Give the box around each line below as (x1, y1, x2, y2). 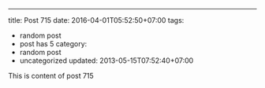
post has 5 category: (19, 39, 88, 48)
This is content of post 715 (8, 71, 95, 80)
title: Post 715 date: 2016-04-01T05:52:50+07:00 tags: (8, 16, 185, 24)
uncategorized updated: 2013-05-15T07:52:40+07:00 (19, 56, 194, 65)
